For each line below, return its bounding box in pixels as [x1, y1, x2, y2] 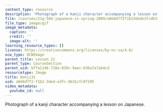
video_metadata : [5, 83, 38, 89]
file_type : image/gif [5, 20, 49, 26]
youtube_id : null [9, 88, 45, 93]
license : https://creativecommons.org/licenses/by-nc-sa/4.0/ [5, 48, 133, 52]
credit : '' [9, 34, 32, 39]
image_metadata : [5, 25, 38, 30]
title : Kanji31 [5, 75, 36, 80]
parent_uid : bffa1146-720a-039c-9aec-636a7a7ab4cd [5, 66, 110, 71]
